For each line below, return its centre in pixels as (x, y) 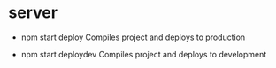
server (33, 13)
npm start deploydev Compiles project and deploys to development (144, 54)
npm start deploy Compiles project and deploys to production (133, 37)
